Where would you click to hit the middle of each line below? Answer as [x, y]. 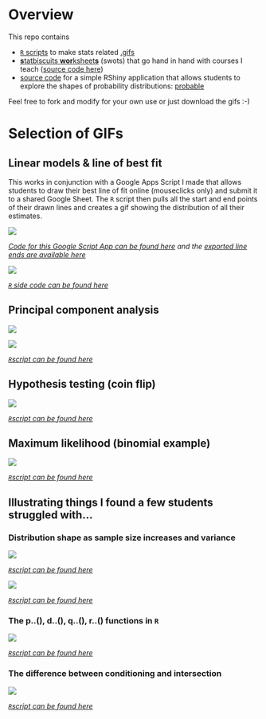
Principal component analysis [84, 310]
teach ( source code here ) [61, 68]
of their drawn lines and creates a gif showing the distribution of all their [127, 207]
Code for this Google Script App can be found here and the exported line [128, 246]
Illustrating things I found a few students [111, 502]
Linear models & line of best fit [85, 163]
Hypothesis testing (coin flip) [82, 384]
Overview [41, 15]
